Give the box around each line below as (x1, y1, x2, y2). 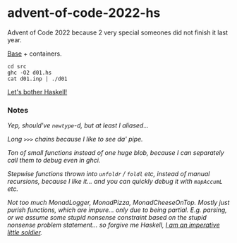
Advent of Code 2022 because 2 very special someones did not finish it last (7, 28, 228, 37)
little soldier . (7, 228, 43, 237)
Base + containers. (7, 49, 62, 58)
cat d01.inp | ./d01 (7, 75, 68, 82)
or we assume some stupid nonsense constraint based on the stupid (7, 213, 207, 222)
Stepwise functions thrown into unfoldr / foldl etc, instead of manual (7, 170, 210, 178)
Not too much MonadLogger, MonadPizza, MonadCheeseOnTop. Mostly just (7, 199, 230, 207)
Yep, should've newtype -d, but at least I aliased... (7, 121, 150, 130)
